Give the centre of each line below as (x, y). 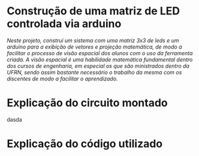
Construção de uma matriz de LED (94, 11)
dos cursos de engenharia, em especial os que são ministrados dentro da (98, 66)
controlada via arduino (64, 24)
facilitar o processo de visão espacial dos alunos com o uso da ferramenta (100, 53)
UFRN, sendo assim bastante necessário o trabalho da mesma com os (94, 72)
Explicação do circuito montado (88, 103)
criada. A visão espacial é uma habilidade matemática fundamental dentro (100, 59)
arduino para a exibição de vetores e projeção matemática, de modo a (94, 47)
